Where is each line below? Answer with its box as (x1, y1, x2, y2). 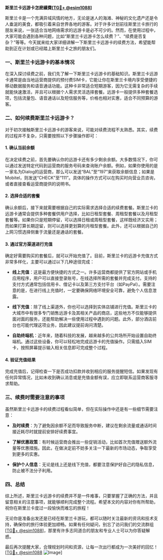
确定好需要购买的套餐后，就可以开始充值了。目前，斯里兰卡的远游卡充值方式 (5, 253, 158, 259)
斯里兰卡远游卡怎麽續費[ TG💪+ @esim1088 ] (5, 5, 92, 10)
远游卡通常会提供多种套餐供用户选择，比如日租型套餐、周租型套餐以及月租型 (5, 211, 158, 216)
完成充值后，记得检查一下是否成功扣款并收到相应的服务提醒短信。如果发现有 (5, 369, 158, 374)
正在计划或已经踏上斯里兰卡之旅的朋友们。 (13, 46, 98, 51)
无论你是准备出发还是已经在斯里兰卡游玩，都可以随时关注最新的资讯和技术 (5, 516, 154, 521)
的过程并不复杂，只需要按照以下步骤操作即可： (5, 132, 98, 138)
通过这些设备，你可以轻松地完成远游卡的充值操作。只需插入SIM (25, 338, 152, 345)
